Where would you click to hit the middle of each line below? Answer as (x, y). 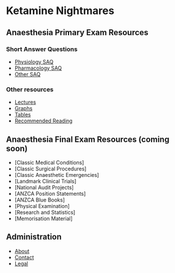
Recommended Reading (44, 121)
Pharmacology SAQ (38, 68)
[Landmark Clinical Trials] (45, 181)
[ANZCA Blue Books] (40, 200)
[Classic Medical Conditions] (49, 162)
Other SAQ (28, 74)
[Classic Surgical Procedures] (50, 169)
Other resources (30, 89)
